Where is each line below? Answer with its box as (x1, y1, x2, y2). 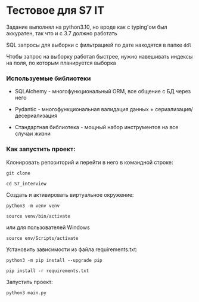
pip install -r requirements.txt (6, 267, 89, 274)
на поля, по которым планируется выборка (6, 59, 116, 66)
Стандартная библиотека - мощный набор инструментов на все (14, 124, 179, 131)
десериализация (14, 112, 58, 120)
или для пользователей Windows (6, 224, 91, 231)
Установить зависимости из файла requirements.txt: (6, 246, 138, 253)
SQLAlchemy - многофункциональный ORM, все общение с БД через (14, 88, 191, 95)
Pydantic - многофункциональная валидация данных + (14, 106, 154, 113)
